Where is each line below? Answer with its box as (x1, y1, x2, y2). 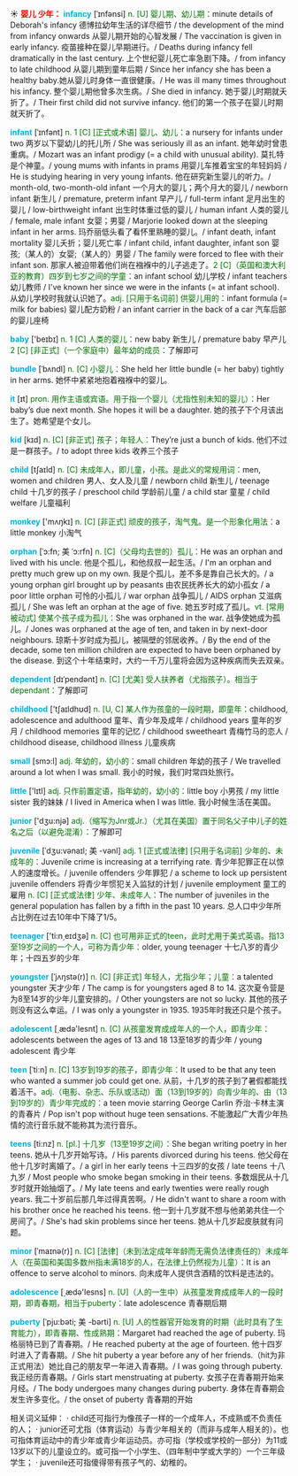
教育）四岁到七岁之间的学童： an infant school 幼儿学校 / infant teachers (25, 271, 288, 281)
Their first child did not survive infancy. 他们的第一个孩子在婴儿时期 (37, 97, 284, 107)
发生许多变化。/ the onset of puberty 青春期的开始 (10, 1394, 193, 1404)
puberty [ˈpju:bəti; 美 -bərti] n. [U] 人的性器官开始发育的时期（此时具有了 (10, 1317, 276, 1326)
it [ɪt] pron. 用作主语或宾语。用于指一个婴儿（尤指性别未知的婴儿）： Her (10, 394, 271, 404)
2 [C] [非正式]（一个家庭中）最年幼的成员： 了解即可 (10, 345, 200, 355)
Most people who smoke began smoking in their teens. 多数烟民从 (32, 1172, 273, 1182)
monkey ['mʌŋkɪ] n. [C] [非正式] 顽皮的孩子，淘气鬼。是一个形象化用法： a (10, 517, 281, 527)
